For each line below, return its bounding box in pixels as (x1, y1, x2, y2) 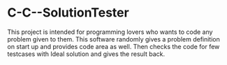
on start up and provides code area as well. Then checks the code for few (7, 42, 220, 50)
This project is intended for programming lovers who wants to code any (7, 28, 213, 36)
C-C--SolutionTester (7, 5, 129, 21)
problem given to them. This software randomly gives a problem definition (7, 35, 220, 43)
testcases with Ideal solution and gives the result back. (7, 50, 166, 58)
